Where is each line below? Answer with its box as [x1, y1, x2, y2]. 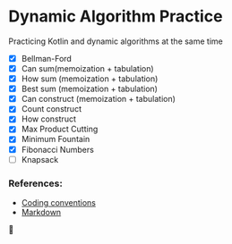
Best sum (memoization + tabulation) [21, 83, 159, 95]
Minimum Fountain [21, 134, 90, 145]
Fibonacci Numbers [21, 144, 95, 155]
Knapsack [21, 154, 59, 164]
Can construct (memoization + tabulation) [21, 94, 176, 105]
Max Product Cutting [21, 123, 99, 135]
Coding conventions [21, 197, 96, 207]
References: [8, 177, 64, 189]
